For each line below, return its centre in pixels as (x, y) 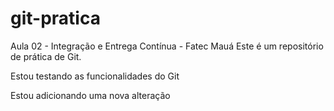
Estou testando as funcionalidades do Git (95, 76)
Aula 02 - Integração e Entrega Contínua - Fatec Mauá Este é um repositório (167, 46)
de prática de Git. (46, 56)
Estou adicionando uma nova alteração (90, 95)
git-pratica (55, 18)
